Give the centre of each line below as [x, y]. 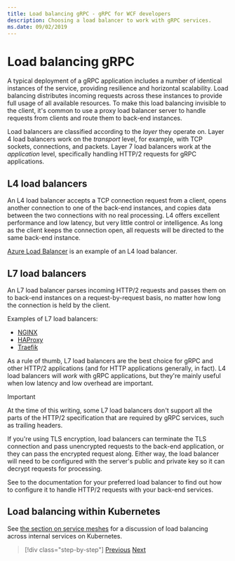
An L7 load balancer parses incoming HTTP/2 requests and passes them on [117, 290]
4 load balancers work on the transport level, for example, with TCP [105, 139]
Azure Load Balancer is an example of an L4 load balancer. [92, 251]
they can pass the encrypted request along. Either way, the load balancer [113, 454]
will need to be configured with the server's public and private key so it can [116, 461]
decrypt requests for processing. [55, 468]
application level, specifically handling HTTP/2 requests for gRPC [102, 154]
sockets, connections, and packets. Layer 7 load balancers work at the [109, 147]
